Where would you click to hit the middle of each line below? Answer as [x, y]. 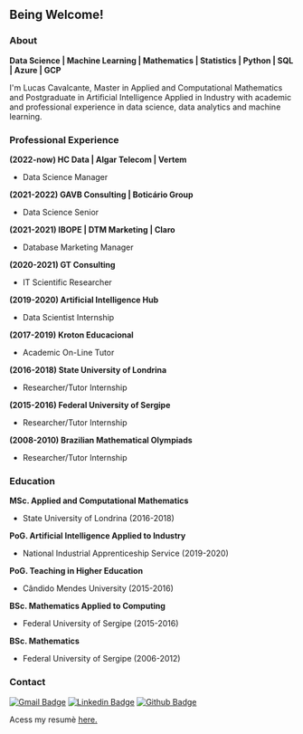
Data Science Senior [61, 212]
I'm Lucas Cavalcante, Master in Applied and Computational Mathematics [146, 87]
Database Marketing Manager [78, 247]
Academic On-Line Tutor [68, 352]
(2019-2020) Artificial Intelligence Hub [84, 300]
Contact [28, 682]
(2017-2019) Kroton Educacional [71, 335]
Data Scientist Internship [68, 317]
